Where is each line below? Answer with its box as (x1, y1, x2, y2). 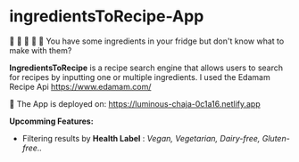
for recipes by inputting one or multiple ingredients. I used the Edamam (9, 71, 270, 82)
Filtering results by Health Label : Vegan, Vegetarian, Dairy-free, (21, 133, 261, 143)
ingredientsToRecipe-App (9, 6, 204, 27)
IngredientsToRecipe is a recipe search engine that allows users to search (9, 62, 284, 73)
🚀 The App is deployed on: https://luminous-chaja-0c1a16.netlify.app (9, 98, 261, 109)
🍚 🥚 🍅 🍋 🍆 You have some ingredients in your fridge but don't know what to (9, 36, 285, 46)
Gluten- (262, 133, 290, 143)
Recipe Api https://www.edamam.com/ (9, 81, 152, 92)
